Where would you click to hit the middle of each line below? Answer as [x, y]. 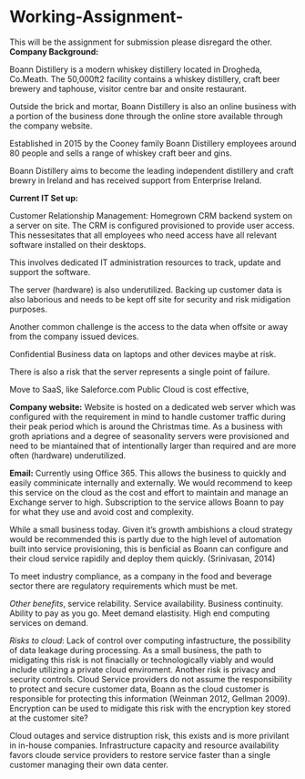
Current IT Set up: [44, 198]
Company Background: [54, 51]
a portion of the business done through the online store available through [147, 116]
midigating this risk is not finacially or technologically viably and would [142, 660]
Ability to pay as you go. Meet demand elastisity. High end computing [140, 613]
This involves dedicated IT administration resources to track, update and [145, 262]
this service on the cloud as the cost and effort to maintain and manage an [149, 492]
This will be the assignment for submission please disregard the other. [141, 42]
